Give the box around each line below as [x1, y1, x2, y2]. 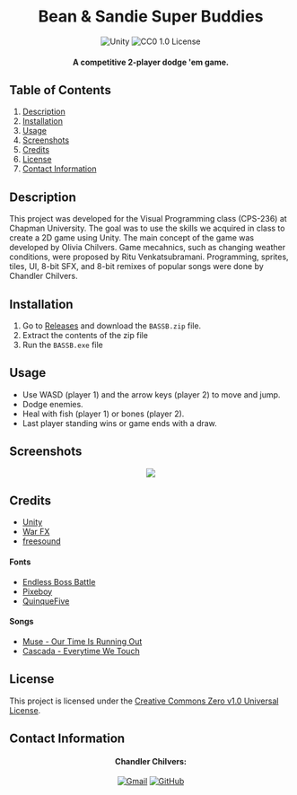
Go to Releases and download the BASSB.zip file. [22, 320, 202, 331]
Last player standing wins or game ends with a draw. [22, 417, 217, 428]
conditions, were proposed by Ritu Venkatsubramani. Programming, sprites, [9, 251, 289, 262]
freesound [22, 536, 61, 546]
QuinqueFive [22, 595, 70, 607]
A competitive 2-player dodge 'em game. [73, 57, 229, 67]
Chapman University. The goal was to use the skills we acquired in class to [9, 223, 285, 234]
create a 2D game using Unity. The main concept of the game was [9, 232, 254, 243]
